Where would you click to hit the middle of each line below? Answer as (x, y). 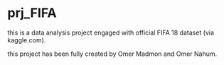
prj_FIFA (32, 13)
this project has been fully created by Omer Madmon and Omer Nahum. (112, 54)
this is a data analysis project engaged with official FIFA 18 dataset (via (111, 32)
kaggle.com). (27, 40)
